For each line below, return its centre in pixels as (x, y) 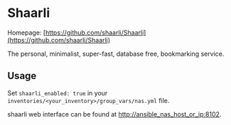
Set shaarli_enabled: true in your (58, 93)
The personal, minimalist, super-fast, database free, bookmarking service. (116, 54)
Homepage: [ (27, 32)
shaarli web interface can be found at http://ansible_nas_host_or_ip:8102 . (114, 114)
